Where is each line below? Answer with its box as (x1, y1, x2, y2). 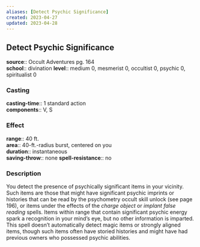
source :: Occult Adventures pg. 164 (6, 58, 95, 66)
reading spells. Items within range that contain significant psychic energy (6, 208, 187, 216)
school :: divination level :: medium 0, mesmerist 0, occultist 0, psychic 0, (6, 64, 186, 72)
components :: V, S (6, 106, 53, 113)
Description (6, 169, 41, 178)
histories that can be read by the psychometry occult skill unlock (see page (6, 196, 193, 203)
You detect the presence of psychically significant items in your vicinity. (6, 183, 184, 190)
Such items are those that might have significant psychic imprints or (6, 189, 174, 196)
